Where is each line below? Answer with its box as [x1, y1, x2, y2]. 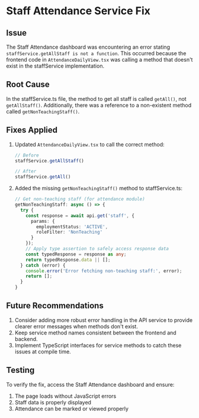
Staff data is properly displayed [14, 398, 92, 406]
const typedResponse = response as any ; [25, 251, 127, 257]
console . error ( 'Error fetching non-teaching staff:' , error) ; [25, 268, 182, 274]
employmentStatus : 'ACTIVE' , [36, 224, 108, 229]
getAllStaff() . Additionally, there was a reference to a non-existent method [6, 101, 191, 109]
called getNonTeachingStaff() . [6, 108, 80, 115]
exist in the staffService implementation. [6, 62, 105, 69]
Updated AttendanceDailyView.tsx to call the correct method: [14, 141, 165, 148]
